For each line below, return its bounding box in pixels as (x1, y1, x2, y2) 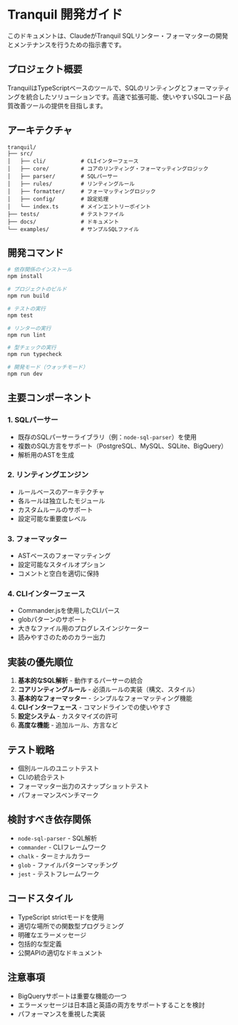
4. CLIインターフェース (7, 589, 86, 599)
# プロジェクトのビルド (7, 286, 68, 293)
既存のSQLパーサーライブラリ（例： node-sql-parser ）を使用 (17, 432, 197, 441)
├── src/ (7, 150, 33, 157)
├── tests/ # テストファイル (7, 210, 125, 218)
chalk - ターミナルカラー (17, 852, 90, 860)
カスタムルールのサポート (17, 505, 93, 514)
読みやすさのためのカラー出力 (17, 633, 105, 642)
